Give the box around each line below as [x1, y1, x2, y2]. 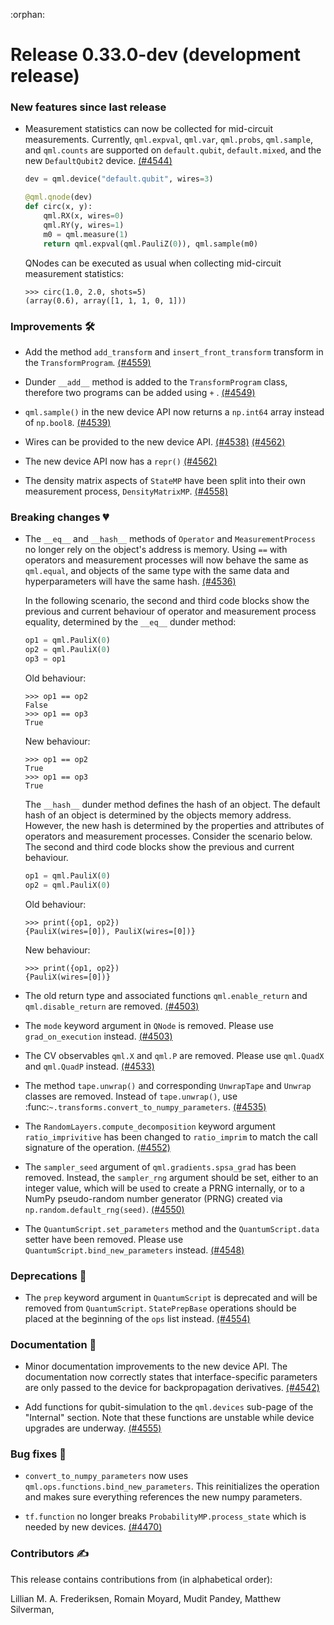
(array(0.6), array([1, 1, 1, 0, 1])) [24, 295, 187, 306]
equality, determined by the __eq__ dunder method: [24, 616, 237, 628]
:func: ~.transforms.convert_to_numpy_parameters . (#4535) [24, 1100, 267, 1113]
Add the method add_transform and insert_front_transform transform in [24, 345, 324, 358]
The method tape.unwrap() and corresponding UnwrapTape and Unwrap [24, 1079, 312, 1091]
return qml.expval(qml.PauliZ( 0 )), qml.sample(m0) [43, 239, 259, 249]
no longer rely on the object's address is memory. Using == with [24, 544, 288, 556]
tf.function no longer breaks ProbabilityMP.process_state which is [24, 1510, 307, 1523]
